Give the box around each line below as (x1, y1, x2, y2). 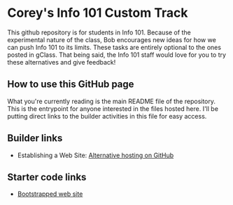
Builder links (7, 132, 63, 145)
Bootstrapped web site (17, 190, 83, 198)
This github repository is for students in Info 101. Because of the (7, 28, 191, 37)
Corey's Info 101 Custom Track (7, 5, 188, 21)
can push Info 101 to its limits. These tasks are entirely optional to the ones (7, 43, 222, 51)
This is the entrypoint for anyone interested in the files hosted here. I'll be (7, 104, 219, 113)
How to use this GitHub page (7, 79, 134, 91)
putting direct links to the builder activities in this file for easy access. (7, 112, 207, 120)
